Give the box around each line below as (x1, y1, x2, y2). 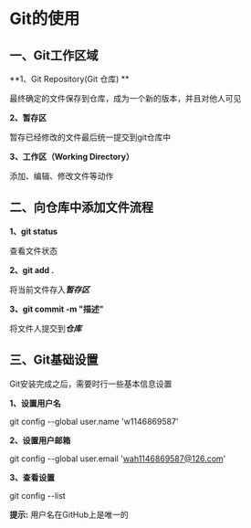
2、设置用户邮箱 (9, 435, 71, 446)
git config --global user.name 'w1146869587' (9, 416, 180, 427)
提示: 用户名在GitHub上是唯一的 (9, 509, 130, 520)
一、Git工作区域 (9, 48, 99, 63)
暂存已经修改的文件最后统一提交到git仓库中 (9, 132, 172, 143)
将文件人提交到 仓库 (9, 322, 82, 333)
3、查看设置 (9, 471, 56, 482)
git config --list (9, 490, 66, 501)
